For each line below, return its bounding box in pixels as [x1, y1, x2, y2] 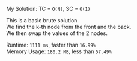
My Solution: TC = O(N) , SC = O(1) [6, 5, 91, 12]
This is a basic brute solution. [6, 17, 79, 24]
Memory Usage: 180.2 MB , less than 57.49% [6, 48, 112, 55]
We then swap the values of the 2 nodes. [6, 30, 108, 37]
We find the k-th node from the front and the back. [6, 24, 132, 30]
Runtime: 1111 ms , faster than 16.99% [6, 42, 96, 48]
